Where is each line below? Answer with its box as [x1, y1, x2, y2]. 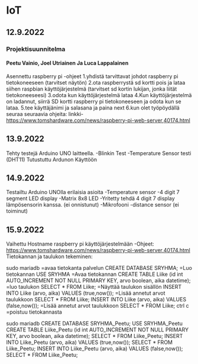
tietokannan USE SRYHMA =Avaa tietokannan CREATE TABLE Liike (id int [6, 270, 183, 278]
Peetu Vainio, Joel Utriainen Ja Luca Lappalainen [6, 60, 129, 67]
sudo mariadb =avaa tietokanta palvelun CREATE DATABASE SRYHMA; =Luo [6, 265, 192, 272]
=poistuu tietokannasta [6, 308, 62, 315]
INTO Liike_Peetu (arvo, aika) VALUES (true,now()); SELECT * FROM [6, 339, 173, 346]
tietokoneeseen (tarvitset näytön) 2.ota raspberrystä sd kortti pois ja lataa [6, 79, 186, 86]
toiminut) [6, 208, 28, 215]
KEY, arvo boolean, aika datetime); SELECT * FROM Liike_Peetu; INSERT [6, 333, 183, 340]
